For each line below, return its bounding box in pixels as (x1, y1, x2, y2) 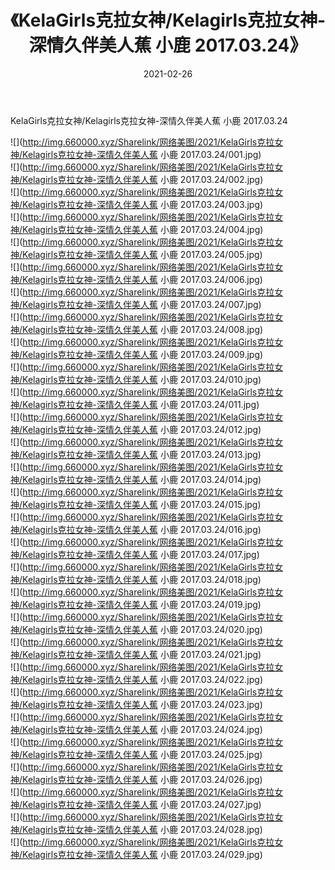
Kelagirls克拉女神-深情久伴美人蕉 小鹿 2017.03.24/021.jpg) (22, 648, 262, 660)
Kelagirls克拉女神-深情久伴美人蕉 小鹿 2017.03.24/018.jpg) (22, 573, 262, 585)
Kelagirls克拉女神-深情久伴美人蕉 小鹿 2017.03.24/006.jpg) (22, 273, 263, 285)
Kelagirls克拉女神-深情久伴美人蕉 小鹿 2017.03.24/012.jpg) (22, 423, 262, 435)
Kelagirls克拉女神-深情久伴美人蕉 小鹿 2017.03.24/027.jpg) (22, 798, 262, 810)
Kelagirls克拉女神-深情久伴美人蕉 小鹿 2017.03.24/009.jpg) (22, 348, 264, 360)
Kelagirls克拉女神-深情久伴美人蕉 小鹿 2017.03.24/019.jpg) (22, 598, 262, 610)
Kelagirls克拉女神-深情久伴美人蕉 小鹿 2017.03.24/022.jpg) (22, 673, 263, 685)
